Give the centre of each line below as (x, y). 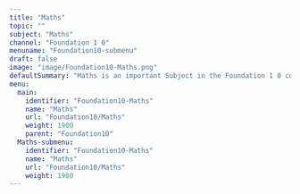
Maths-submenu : (46, 142)
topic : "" (28, 26)
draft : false (33, 59)
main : (28, 92)
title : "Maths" (37, 17)
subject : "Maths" (42, 34)
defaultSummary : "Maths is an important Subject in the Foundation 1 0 (145, 76)
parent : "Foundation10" (70, 134)
